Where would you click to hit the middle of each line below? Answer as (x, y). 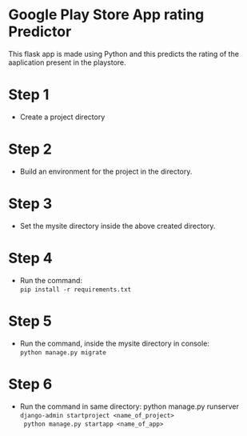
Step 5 (30, 321)
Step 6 (30, 384)
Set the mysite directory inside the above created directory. (118, 226)
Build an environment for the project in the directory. (106, 171)
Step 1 (29, 95)
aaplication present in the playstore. (67, 62)
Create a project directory (62, 117)
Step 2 (30, 149)
